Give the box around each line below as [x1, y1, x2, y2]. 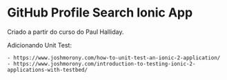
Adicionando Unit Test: [7, 41, 72, 49]
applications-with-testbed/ [7, 66, 88, 73]
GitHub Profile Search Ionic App [7, 5, 193, 21]
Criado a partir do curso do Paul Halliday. [7, 28, 124, 36]
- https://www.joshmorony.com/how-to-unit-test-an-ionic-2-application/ [7, 54, 221, 61]
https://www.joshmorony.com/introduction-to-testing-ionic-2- [13, 60, 196, 67]
